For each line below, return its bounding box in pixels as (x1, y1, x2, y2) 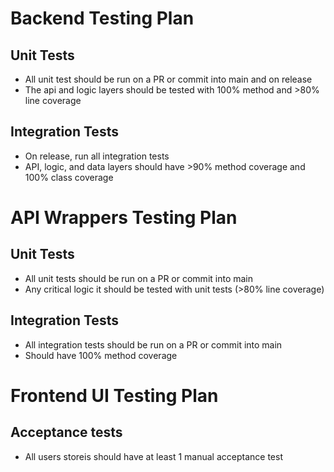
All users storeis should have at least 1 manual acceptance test (24, 450, 283, 462)
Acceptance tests (10, 424, 123, 441)
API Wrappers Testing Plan (10, 207, 238, 229)
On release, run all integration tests (24, 150, 170, 162)
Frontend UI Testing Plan (10, 384, 219, 407)
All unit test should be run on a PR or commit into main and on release (24, 73, 313, 85)
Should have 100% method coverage (24, 349, 178, 361)
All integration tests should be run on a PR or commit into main (24, 338, 283, 351)
